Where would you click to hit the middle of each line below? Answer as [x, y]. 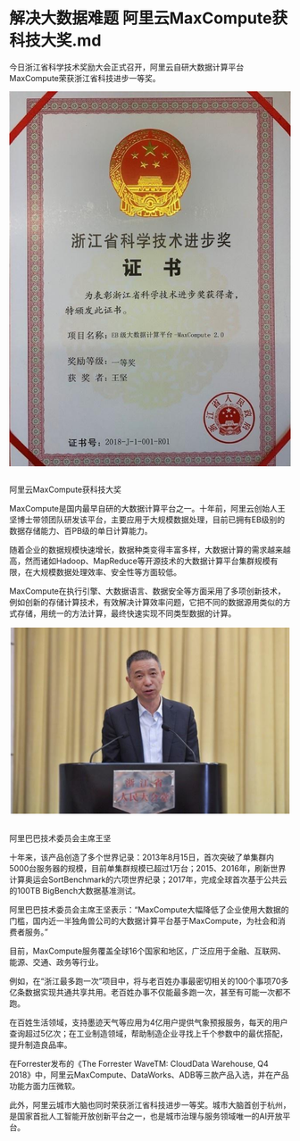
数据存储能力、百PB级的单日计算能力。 [81, 530]
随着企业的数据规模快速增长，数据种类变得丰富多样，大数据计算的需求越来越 [150, 549]
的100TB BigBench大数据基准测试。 [75, 890]
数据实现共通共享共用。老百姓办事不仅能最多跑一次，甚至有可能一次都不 [158, 992]
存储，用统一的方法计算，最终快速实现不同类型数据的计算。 [126, 613]
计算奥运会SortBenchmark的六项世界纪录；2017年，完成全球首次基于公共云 [148, 879]
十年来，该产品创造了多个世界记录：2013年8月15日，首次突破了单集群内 [142, 857]
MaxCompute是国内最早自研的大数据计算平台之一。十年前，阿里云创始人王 [147, 508]
